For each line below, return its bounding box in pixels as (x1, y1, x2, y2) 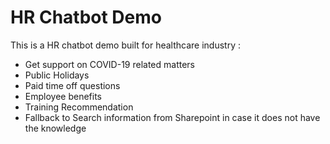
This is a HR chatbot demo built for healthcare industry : (10, 39, 241, 51)
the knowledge (24, 122, 87, 134)
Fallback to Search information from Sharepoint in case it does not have (24, 111, 321, 123)
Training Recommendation (24, 101, 134, 113)
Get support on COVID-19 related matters (24, 58, 196, 70)
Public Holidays (24, 69, 90, 81)
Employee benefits (24, 90, 102, 102)
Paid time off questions (24, 79, 121, 91)
